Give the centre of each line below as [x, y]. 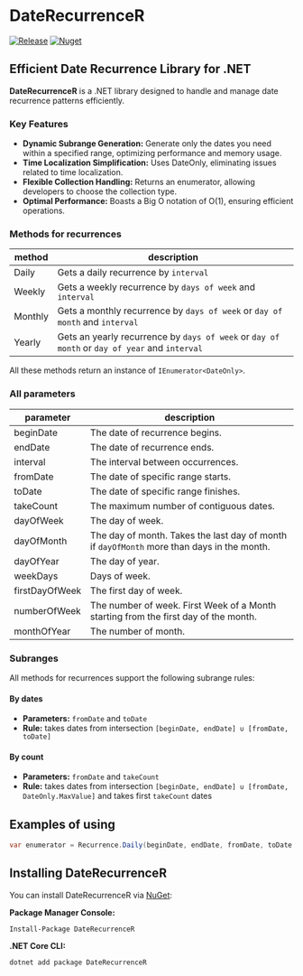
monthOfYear [42, 631]
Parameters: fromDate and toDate [84, 719]
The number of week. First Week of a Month [183, 605]
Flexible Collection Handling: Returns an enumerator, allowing [138, 182]
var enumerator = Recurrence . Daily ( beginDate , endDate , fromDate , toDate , [153, 845]
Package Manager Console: [62, 912]
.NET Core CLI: [37, 945]
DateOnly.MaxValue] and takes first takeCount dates [117, 796]
